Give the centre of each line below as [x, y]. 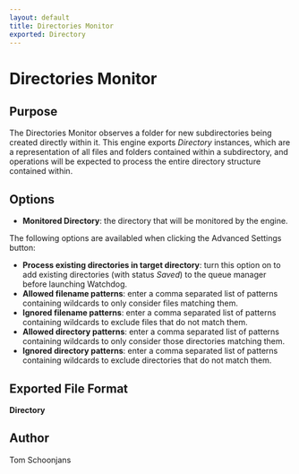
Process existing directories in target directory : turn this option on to [151, 265]
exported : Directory [48, 34]
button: [22, 248]
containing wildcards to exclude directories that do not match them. [147, 360]
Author [29, 439]
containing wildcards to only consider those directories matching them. [154, 341]
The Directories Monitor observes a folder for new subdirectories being [141, 133]
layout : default [39, 17]
